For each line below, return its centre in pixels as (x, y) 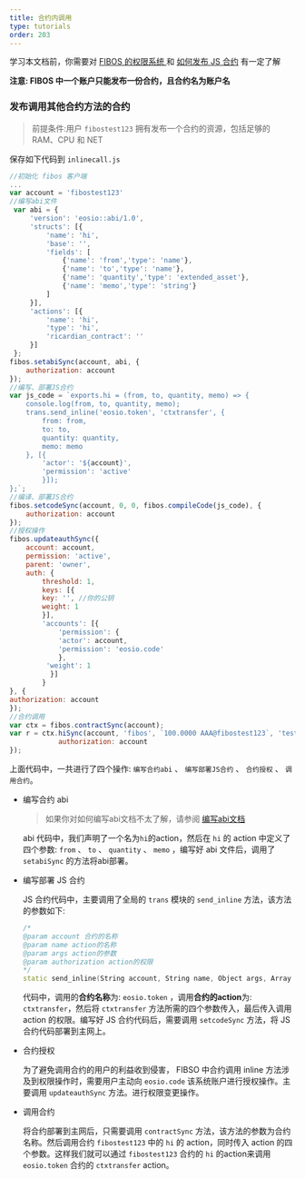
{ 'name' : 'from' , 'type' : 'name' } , (128, 261)
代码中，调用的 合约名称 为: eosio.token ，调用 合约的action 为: (137, 997)
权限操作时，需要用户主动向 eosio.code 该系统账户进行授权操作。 (161, 1081)
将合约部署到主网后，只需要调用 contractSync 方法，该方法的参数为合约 (157, 1131)
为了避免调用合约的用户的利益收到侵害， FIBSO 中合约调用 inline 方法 (152, 1070)
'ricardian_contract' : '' (95, 337)
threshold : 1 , (69, 581)
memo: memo (63, 446)
